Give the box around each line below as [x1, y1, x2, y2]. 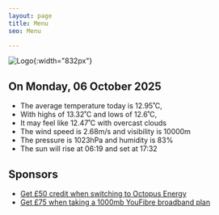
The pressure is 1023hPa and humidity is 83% [19, 135, 174, 145]
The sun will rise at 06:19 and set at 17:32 [19, 144, 158, 154]
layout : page [8, 11, 53, 20]
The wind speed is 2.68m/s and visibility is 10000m [19, 127, 192, 137]
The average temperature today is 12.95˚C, [19, 101, 163, 111]
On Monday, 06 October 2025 [8, 79, 162, 93]
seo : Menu [8, 27, 42, 35]
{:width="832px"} [33, 56, 93, 65]
